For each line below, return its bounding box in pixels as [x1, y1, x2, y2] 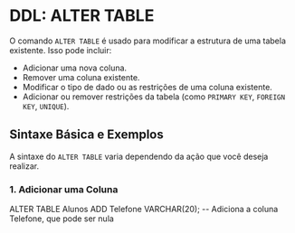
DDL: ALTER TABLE [9, 5, 155, 26]
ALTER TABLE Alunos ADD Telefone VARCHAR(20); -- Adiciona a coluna [9, 204, 279, 215]
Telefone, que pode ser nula [9, 213, 115, 224]
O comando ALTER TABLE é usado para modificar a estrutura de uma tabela [9, 35, 287, 46]
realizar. [9, 160, 40, 172]
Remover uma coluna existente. [22, 71, 140, 82]
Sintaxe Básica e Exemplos [9, 127, 165, 143]
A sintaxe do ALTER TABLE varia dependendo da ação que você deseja [9, 151, 269, 162]
